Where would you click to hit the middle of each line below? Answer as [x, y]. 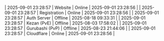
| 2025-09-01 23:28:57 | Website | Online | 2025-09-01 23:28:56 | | [73, 8]
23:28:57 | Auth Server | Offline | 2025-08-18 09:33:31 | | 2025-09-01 [75, 18]
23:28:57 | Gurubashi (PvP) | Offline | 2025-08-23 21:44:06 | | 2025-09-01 [80, 28]
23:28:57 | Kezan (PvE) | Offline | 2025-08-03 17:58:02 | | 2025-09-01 [76, 23]
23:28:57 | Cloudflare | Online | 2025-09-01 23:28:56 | [60, 33]
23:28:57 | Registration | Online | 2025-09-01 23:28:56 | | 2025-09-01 [88, 13]
